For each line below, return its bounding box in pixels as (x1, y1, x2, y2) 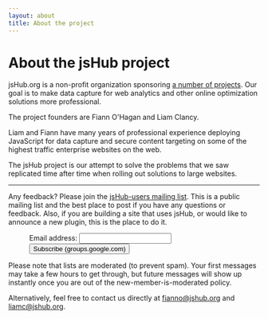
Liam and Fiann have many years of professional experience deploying (8, 128, 241, 138)
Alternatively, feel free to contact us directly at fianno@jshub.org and (8, 293, 235, 303)
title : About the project (8, 19, 94, 27)
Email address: (29, 233, 78, 243)
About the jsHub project (8, 54, 170, 72)
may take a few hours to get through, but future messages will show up (8, 269, 242, 279)
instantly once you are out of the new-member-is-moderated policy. (8, 277, 232, 288)
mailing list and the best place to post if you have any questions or (8, 201, 226, 210)
